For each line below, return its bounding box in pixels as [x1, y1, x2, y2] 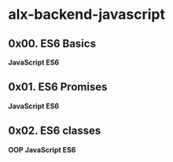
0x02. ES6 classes [8, 124, 101, 138]
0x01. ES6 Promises [8, 80, 108, 94]
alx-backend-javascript [8, 6, 165, 24]
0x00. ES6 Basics [8, 37, 97, 50]
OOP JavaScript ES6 [8, 145, 76, 154]
